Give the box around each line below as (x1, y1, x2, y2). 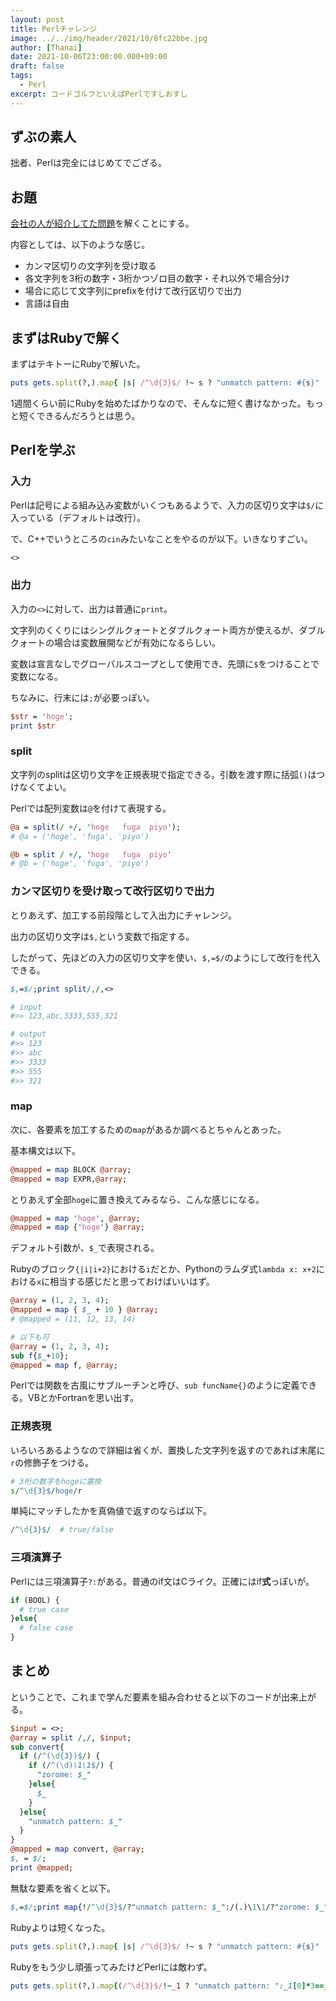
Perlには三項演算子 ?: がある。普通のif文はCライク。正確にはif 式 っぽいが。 (10, 1575, 315, 1587)
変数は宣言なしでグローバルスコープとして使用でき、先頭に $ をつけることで (10, 657, 320, 670)
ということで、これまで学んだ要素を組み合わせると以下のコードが (10, 1691, 282, 1703)
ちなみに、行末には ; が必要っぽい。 (10, 691, 155, 703)
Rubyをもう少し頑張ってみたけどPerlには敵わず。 (10, 1961, 213, 1973)
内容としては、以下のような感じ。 (10, 239, 151, 251)
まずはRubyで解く (10, 329, 123, 346)
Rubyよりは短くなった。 (10, 1921, 111, 1933)
